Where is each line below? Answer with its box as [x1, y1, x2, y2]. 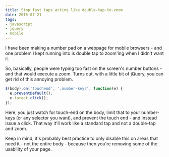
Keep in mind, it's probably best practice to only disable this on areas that [5, 135, 158, 141]
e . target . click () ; [10, 95, 49, 100]
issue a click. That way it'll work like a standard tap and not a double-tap [5, 120, 156, 126]
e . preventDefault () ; [10, 91, 53, 96]
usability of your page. [5, 146, 52, 152]
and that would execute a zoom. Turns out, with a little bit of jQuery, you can [5, 71, 164, 76]
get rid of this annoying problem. [5, 76, 73, 82]
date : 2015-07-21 [5, 12, 42, 17]
